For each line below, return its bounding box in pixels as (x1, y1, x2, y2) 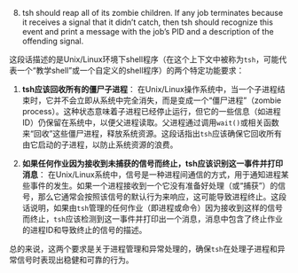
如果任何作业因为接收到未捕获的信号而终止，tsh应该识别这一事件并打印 (21, 159, 284, 168)
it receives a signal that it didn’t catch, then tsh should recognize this (21, 17, 273, 27)
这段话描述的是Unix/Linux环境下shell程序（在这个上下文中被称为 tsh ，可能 (9, 54, 279, 65)
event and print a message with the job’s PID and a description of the (21, 27, 274, 36)
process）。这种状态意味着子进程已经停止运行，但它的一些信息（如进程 (21, 106, 281, 116)
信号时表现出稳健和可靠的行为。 (16, 254, 134, 265)
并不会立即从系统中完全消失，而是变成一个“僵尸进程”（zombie (52, 95, 282, 105)
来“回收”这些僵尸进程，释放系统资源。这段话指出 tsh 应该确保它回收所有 (21, 129, 282, 138)
